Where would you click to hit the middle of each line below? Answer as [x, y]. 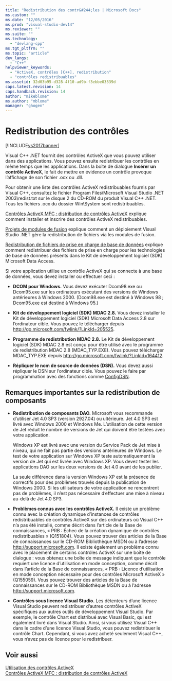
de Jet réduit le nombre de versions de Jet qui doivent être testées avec [89, 429]
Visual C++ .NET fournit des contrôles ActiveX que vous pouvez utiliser [81, 155]
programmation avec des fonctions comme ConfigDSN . [71, 377]
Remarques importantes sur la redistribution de [83, 392]
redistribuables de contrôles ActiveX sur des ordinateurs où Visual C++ [88, 519]
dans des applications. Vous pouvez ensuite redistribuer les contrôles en [82, 161]
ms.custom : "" [21, 15]
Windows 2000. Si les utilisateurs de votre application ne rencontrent [86, 487]
